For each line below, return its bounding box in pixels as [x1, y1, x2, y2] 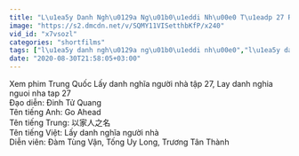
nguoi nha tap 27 [9, 88, 71, 98]
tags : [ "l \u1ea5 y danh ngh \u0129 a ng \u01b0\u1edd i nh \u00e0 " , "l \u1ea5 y [9, 46, 280, 55]
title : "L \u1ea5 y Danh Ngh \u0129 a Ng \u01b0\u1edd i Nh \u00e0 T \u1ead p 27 [9, 12, 285, 22]
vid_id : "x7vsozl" [9, 29, 77, 38]
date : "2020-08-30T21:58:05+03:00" [9, 54, 141, 63]
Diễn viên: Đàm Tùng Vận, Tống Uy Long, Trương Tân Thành [9, 136, 230, 147]
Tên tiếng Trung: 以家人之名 [9, 117, 111, 128]
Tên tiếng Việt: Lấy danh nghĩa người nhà [9, 128, 159, 137]
